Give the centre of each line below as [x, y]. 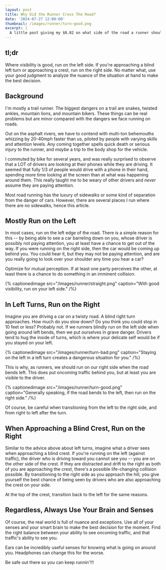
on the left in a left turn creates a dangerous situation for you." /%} [73, 358]
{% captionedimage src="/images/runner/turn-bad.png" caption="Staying [81, 352]
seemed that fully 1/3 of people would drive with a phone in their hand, [77, 170]
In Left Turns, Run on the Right [53, 305]
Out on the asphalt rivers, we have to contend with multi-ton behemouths [80, 133]
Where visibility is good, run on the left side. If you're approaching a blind [80, 64]
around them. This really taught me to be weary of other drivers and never [81, 180]
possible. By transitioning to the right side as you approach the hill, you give [82, 474]
